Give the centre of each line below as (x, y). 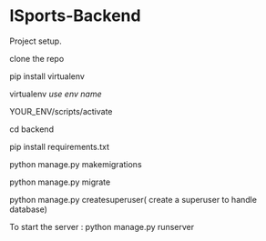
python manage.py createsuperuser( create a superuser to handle (133, 199)
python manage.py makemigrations (76, 164)
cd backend (32, 129)
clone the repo (37, 58)
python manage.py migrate (60, 182)
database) (29, 209)
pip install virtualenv (47, 76)
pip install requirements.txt (60, 146)
